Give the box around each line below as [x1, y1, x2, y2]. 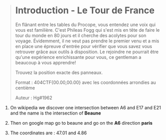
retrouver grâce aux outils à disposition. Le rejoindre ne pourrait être [15, 49, 159, 55]
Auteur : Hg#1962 [15, 95, 52, 101]
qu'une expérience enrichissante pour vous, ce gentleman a [15, 54, 142, 60]
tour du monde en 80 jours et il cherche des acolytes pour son [15, 32, 147, 38]
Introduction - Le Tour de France [15, 5, 155, 16]
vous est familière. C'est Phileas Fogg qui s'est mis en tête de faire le [15, 27, 160, 33]
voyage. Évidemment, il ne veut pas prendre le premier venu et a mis [15, 38, 159, 44]
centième [15, 84, 35, 91]
